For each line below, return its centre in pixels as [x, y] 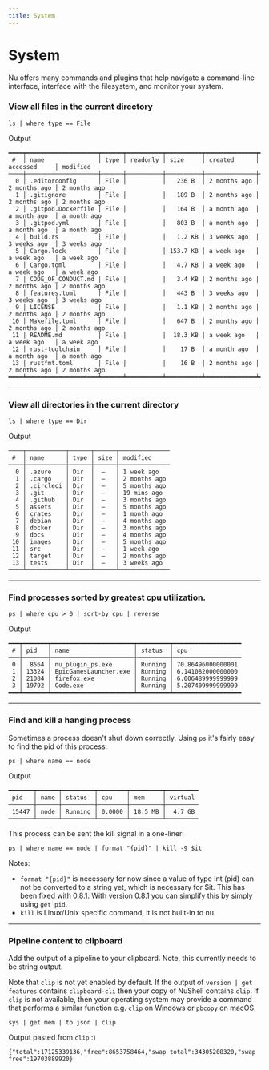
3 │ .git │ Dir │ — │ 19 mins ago [89, 493]
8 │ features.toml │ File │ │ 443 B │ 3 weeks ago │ [138, 293]
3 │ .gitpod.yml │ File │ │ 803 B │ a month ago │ [138, 223]
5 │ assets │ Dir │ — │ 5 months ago [91, 507]
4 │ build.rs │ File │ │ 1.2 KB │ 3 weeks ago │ [138, 237]
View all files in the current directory [81, 107]
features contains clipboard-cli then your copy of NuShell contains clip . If [133, 991]
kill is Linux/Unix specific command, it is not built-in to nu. [118, 912]
